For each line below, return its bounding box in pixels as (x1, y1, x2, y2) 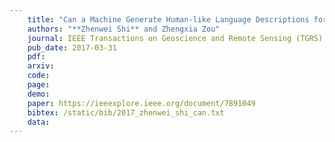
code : (27, 71, 51, 81)
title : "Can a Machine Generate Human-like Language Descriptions (27, 14, 310, 25)
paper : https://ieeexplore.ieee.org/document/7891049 (27, 98, 256, 108)
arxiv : (27, 61, 55, 71)
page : (27, 80, 51, 90)
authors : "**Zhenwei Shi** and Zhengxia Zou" (27, 24, 221, 34)
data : (27, 117, 51, 127)
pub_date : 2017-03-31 (27, 42, 117, 53)
